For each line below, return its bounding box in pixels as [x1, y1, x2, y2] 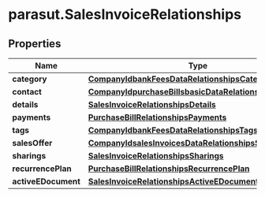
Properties [8, 37, 62, 50]
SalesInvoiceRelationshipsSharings [88, 151, 224, 161]
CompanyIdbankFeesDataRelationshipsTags [88, 125, 259, 136]
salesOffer [12, 138, 53, 148]
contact [12, 87, 42, 97]
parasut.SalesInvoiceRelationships [8, 6, 242, 24]
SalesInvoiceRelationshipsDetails [88, 99, 217, 110]
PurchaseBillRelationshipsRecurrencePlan [88, 163, 250, 174]
